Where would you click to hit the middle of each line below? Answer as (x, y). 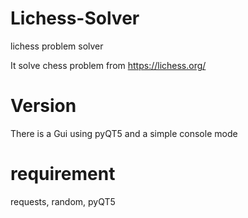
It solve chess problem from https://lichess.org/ (108, 65)
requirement (63, 174)
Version (43, 106)
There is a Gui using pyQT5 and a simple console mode (124, 133)
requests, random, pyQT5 (63, 201)
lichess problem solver (57, 46)
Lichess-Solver (75, 18)
